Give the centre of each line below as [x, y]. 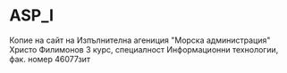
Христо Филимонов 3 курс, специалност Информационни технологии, [144, 49]
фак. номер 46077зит [50, 59]
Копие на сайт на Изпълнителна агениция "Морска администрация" [140, 40]
